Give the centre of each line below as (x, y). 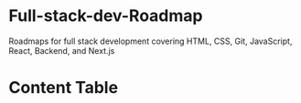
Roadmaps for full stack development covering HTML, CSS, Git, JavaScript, (150, 41)
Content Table (64, 88)
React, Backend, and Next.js (62, 50)
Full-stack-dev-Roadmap (106, 16)
